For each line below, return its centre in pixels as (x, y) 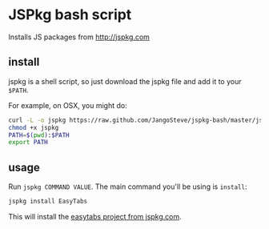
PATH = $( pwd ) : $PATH (39, 135)
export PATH (28, 143)
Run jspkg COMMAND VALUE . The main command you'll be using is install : (128, 187)
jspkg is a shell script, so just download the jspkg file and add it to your (125, 81)
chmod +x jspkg (34, 127)
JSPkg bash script (70, 15)
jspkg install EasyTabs (48, 202)
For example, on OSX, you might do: (68, 105)
